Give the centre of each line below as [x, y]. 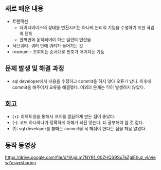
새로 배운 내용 [24, 9]
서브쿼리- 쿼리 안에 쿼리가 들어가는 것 [48, 46]
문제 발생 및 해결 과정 [35, 69]
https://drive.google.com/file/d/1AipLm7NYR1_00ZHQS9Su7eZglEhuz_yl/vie [80, 157]
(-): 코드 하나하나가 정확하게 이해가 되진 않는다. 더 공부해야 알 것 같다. [78, 122]
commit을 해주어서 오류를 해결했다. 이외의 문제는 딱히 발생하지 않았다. [79, 87]
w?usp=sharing [21, 163]
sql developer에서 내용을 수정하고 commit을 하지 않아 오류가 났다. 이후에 [82, 81]
